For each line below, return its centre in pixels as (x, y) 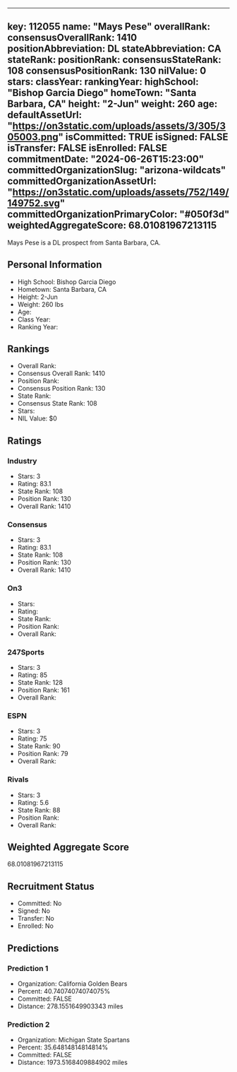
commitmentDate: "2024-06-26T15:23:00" (106, 159)
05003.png (33, 137)
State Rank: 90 (39, 746)
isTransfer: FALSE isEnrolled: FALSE (87, 148)
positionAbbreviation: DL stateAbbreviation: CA (114, 49)
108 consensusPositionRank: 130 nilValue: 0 (107, 71)
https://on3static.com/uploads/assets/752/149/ (121, 193)
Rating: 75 (32, 738)
